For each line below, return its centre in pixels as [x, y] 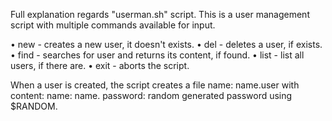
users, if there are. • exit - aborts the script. [100, 65]
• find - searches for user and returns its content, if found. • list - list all [157, 55]
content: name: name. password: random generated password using [151, 95]
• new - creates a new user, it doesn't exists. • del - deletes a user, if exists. [166, 44]
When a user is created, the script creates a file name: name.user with [155, 85]
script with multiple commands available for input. [113, 25]
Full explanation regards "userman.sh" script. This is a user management [160, 14]
